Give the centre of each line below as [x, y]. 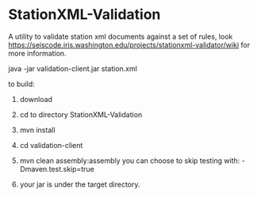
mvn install [37, 130]
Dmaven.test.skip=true [57, 169]
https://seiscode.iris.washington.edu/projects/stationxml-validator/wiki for [129, 44]
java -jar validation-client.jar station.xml [73, 68]
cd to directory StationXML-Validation [81, 114]
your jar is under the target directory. [80, 184]
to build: [22, 84]
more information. [37, 53]
